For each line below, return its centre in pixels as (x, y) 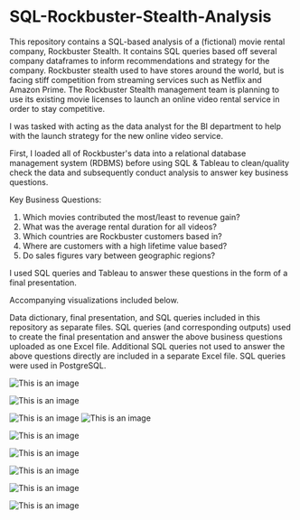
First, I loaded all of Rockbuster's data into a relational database (128, 153)
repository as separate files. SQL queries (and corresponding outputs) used (150, 327)
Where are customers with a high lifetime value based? (125, 246)
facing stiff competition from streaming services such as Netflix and (136, 79)
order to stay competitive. (57, 108)
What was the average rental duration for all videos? (119, 227)
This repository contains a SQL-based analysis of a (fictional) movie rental (147, 42)
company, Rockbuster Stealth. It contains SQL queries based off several (143, 51)
